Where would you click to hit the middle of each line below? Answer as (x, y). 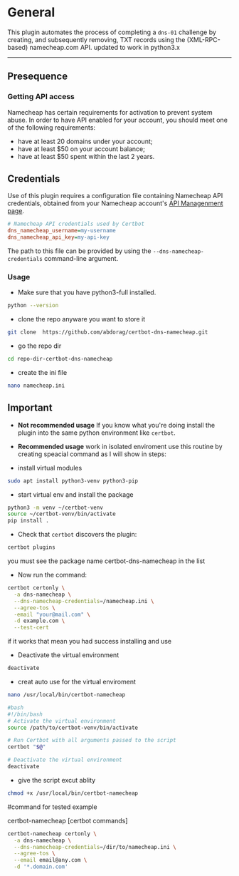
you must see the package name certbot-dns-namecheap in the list (106, 561)
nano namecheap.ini (36, 386)
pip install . (28, 521)
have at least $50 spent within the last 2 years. (86, 156)
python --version (33, 306)
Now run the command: (52, 575)
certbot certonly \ (36, 588)
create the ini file (42, 372)
